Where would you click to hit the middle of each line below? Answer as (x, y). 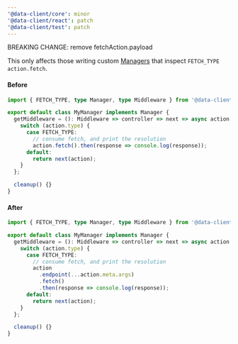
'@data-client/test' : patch (49, 27)
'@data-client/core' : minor (49, 14)
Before (18, 84)
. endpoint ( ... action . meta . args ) (86, 275)
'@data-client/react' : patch (50, 21)
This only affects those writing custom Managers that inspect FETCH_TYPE (113, 61)
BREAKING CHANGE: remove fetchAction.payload (80, 48)
